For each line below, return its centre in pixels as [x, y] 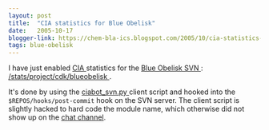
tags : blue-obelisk [41, 45]
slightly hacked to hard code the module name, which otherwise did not [126, 109]
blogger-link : [32, 38]
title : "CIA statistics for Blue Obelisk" [82, 23]
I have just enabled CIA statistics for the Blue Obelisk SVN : [106, 68]
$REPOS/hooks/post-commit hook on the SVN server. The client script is [124, 100]
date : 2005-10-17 [41, 30]
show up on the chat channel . [57, 117]
